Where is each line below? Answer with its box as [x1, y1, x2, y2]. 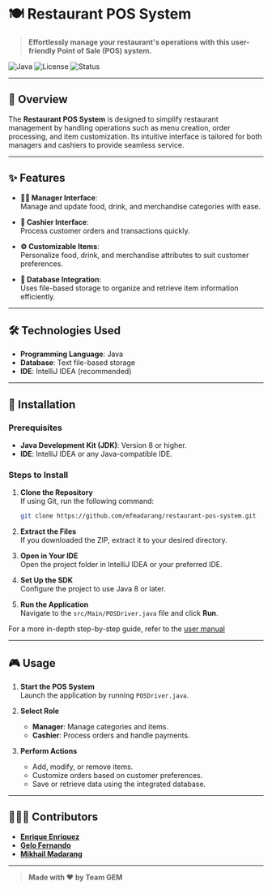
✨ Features [8, 171, 66, 185]
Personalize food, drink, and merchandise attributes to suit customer [19, 250, 249, 260]
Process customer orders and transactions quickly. [19, 226, 190, 235]
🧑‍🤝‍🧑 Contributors [8, 810, 99, 824]
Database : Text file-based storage [19, 358, 136, 368]
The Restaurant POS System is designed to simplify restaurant [8, 114, 219, 124]
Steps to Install [8, 469, 69, 480]
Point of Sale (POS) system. [57, 45, 152, 55]
